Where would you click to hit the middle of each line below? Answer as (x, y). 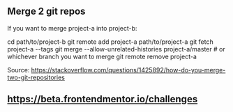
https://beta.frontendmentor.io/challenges (103, 99)
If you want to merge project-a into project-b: (72, 28)
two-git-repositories (36, 77)
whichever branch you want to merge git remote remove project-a (102, 56)
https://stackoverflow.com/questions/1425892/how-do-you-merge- (128, 70)
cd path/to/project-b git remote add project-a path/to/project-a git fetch (111, 42)
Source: (18, 70)
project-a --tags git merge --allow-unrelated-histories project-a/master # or (116, 49)
